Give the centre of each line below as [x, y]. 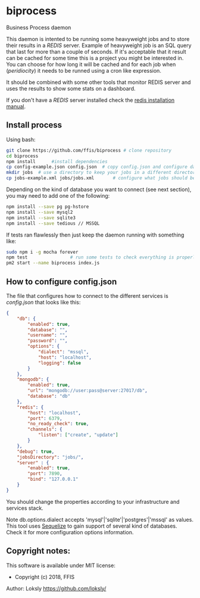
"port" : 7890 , [45, 474]
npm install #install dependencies [57, 161]
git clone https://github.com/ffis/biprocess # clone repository [89, 150]
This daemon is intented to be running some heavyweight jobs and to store [98, 39]
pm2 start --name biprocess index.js [53, 263]
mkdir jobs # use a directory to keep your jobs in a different [89, 173]
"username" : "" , [48, 335]
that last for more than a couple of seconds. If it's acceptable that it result [96, 51]
